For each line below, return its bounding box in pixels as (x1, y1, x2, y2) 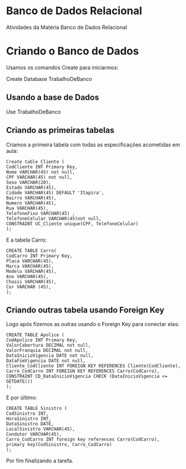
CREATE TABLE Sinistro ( (6, 406, 67, 412)
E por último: (6, 394, 37, 401)
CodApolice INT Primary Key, (6, 337, 78, 343)
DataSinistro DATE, (6, 421, 54, 427)
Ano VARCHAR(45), (6, 273, 49, 279)
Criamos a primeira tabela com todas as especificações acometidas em (6, 141, 180, 148)
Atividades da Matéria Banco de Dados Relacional (6, 24, 128, 31)
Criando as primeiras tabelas (6, 125, 115, 135)
